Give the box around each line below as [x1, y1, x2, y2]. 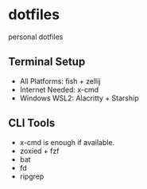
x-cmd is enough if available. [19, 137, 115, 147]
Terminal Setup [8, 55, 86, 69]
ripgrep [19, 171, 44, 181]
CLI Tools [8, 116, 56, 130]
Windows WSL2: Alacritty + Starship [19, 93, 139, 103]
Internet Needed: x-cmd [19, 85, 99, 94]
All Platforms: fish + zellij [19, 76, 101, 85]
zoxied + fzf [19, 146, 60, 156]
